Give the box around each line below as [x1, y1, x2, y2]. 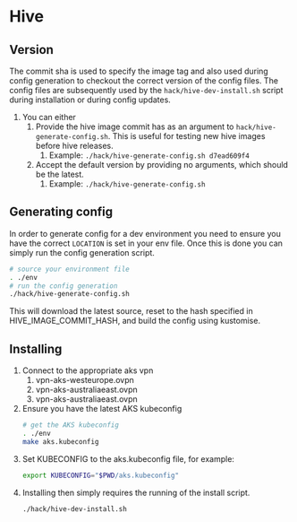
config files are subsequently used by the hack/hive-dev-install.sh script [9, 85, 284, 95]
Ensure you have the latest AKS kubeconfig [21, 404, 182, 414]
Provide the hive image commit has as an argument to [35, 121, 234, 132]
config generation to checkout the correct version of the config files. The [9, 75, 279, 86]
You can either [21, 112, 76, 122]
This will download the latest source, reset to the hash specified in [9, 306, 253, 317]
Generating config [9, 204, 114, 220]
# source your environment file [9, 265, 130, 274]
